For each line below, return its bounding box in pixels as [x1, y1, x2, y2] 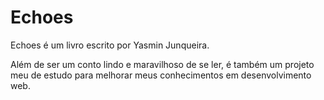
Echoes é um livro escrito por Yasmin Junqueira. [10, 39, 210, 51]
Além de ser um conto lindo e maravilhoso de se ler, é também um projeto [10, 58, 315, 70]
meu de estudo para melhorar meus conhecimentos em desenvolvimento [10, 69, 312, 81]
